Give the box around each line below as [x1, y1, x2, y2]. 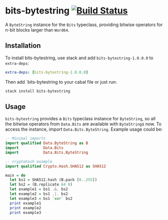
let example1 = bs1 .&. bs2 [9, 187, 68, 192]
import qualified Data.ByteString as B [5, 141, 88, 146]
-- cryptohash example [5, 159, 52, 164]
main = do [5, 173, 26, 178]
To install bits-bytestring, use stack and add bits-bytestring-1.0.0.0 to [5, 55, 153, 61]
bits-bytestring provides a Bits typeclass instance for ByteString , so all [5, 116, 156, 122]
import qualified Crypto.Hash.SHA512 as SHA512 [5, 163, 106, 169]
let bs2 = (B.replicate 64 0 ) [9, 182, 72, 187]
